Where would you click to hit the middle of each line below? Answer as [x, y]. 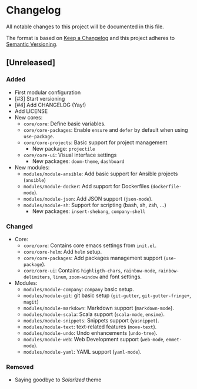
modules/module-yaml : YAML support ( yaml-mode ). [83, 351]
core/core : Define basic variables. [64, 124]
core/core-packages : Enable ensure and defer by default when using [106, 129]
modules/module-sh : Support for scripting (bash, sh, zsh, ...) [95, 205]
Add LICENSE [31, 111]
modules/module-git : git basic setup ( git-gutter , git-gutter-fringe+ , [107, 295]
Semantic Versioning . [32, 44]
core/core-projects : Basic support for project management [95, 142]
